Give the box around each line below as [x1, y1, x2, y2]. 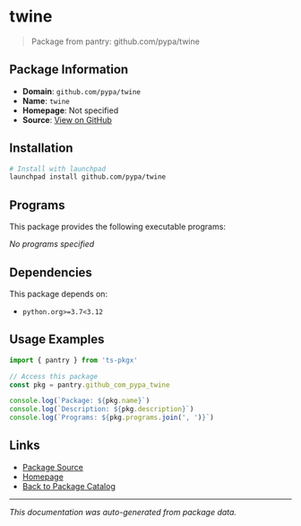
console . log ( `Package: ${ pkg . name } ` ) [9, 397, 150, 406]
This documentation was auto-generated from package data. [9, 506, 237, 517]
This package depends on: [9, 288, 108, 299]
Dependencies [9, 265, 92, 280]
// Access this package [9, 372, 99, 381]
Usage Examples [9, 332, 105, 347]
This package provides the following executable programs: [9, 222, 227, 232]
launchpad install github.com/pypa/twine [9, 172, 167, 181]
